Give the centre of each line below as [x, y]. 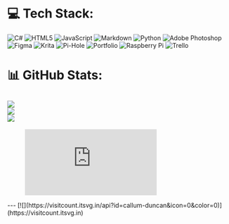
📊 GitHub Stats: [55, 75]
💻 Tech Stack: [51, 14]
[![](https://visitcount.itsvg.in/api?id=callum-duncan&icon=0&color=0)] [120, 205]
